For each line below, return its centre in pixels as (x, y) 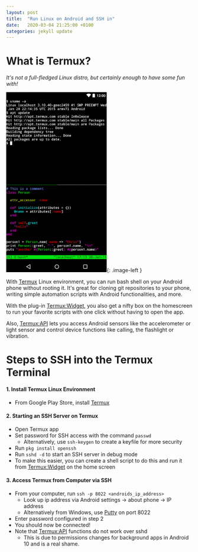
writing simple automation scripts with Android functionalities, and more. (94, 294)
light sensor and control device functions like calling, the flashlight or (90, 330)
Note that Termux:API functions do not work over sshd (81, 531)
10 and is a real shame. (51, 544)
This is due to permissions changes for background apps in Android (106, 537)
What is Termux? (49, 61)
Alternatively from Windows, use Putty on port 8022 (87, 512)
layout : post (22, 12)
